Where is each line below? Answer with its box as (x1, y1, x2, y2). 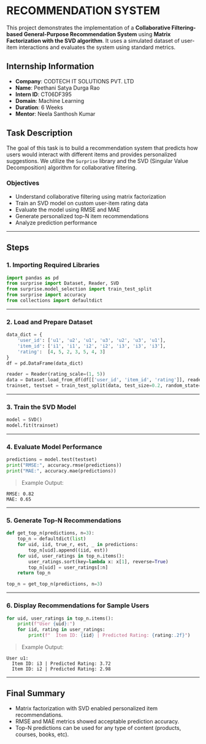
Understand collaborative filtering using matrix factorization (15, 192, 166, 200)
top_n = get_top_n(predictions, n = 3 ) (6, 581, 103, 587)
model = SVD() (6, 417, 43, 423)
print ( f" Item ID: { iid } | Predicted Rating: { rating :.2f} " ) (28, 632, 191, 639)
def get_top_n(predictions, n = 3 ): (6, 530, 95, 536)
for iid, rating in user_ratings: (17, 626, 105, 633)
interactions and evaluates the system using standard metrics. (18, 44, 176, 51)
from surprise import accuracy (6, 292, 86, 298)
